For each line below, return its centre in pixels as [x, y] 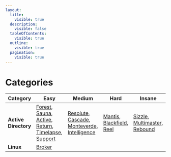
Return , [45, 126]
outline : [19, 43]
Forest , [45, 107]
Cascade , [79, 120]
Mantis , [112, 116]
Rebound [144, 129]
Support [46, 139]
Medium [83, 99]
